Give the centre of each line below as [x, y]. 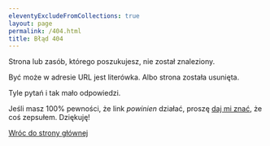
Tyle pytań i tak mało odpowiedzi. [65, 93]
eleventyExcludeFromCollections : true [74, 16]
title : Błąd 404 [36, 39]
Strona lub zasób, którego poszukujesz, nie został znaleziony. [112, 62]
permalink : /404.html [45, 31]
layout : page [30, 24]
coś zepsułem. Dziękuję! [50, 118]
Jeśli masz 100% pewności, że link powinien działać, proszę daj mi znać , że [135, 109]
